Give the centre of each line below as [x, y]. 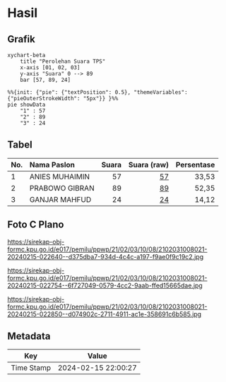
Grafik [21, 39]
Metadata [29, 336]
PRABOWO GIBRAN [62, 188]
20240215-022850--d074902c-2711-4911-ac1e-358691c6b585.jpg [105, 314]
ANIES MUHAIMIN [60, 177]
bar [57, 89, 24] [46, 80]
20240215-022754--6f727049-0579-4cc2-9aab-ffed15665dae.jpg [105, 285]
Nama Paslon [52, 165]
